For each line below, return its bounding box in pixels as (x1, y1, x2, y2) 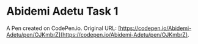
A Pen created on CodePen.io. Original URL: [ (6, 24, 120, 32)
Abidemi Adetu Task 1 (6, 4, 119, 18)
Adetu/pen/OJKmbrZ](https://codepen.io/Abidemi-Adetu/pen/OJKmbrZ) (6, 31, 188, 38)
